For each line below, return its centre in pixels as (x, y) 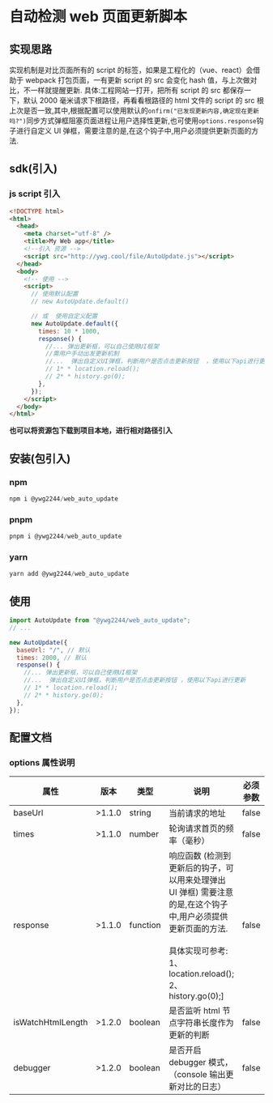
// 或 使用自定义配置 (64, 317)
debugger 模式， (201, 1063)
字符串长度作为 (205, 1023)
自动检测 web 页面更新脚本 (98, 17)
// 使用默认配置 (54, 294)
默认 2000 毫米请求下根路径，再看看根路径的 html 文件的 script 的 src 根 (143, 100)
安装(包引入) (40, 458)
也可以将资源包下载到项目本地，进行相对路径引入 (91, 431)
